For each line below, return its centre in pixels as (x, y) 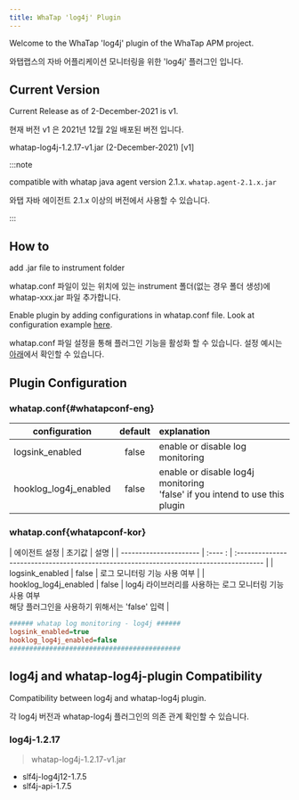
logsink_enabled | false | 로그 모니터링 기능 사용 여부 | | (107, 573)
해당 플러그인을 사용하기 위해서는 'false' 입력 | (89, 606)
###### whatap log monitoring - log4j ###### (95, 624)
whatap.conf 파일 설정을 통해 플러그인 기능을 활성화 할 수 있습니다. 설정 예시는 (146, 343)
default (135, 431)
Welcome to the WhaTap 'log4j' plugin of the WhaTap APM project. (132, 43)
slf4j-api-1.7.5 (47, 786)
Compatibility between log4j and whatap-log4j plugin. (108, 697)
